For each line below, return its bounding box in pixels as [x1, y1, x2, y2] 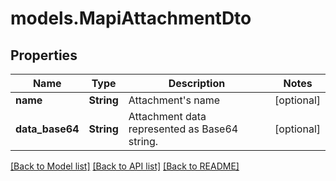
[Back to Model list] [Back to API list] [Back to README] [10, 160, 240, 172]
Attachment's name [128, 93, 221, 107]
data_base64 [15, 122, 80, 136]
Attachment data [128, 110, 207, 123]
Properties [10, 47, 78, 64]
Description [168, 77, 226, 90]
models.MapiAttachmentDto [10, 7, 252, 30]
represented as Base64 [128, 122, 239, 136]
